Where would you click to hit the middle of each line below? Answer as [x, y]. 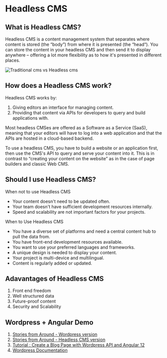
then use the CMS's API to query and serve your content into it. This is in [80, 153]
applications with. [30, 118]
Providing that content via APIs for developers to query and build [79, 112]
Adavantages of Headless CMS [55, 279]
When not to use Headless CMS [38, 191]
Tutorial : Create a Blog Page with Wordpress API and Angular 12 [79, 345]
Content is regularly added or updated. [52, 263]
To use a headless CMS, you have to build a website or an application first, [82, 148]
